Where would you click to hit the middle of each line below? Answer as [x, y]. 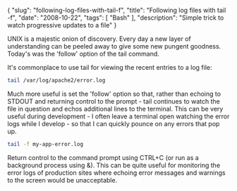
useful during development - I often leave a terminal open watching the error [119, 116]
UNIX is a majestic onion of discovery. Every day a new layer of [99, 39]
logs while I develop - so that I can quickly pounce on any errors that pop [114, 123]
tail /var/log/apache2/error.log [56, 80]
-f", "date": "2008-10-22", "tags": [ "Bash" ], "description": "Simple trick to [116, 18]
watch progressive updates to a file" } [62, 25]
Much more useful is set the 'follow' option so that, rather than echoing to [114, 94]
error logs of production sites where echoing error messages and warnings [116, 173]
